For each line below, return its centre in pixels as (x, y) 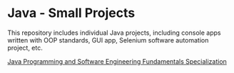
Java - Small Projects (71, 13)
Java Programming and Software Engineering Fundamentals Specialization (117, 61)
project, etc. (25, 47)
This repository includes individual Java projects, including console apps (114, 33)
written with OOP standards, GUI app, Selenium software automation (108, 40)
